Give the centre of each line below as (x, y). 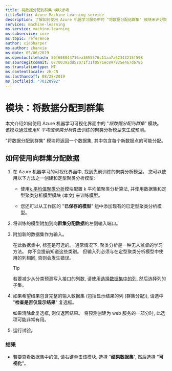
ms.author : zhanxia (26, 48)
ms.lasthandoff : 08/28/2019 (35, 77)
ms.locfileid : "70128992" (33, 81)
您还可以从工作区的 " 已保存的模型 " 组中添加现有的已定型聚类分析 (89, 206)
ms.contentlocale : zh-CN (32, 72)
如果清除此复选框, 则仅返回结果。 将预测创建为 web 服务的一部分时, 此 (87, 313)
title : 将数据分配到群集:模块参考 (37, 10)
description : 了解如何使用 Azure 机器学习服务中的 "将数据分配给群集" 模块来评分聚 (86, 19)
